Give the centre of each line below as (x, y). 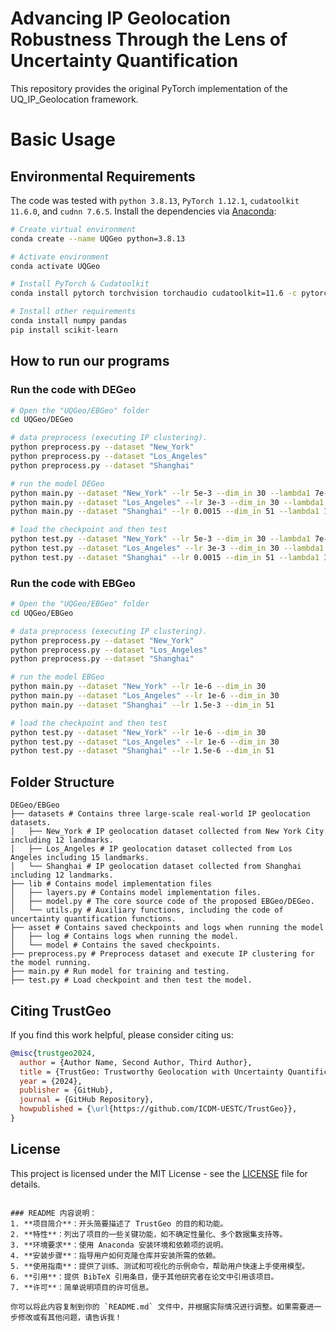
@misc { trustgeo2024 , (53, 1053)
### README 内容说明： (54, 1213)
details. (25, 1184)
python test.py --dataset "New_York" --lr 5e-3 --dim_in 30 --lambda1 (160, 539)
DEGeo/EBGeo (35, 805)
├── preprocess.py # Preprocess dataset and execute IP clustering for (162, 954)
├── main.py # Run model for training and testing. (120, 972)
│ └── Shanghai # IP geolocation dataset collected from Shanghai (156, 867)
